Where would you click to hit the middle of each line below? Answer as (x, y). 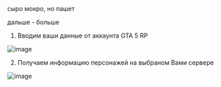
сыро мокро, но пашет (41, 9)
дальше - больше (33, 22)
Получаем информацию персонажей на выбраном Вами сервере (116, 63)
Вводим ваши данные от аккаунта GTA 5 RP (83, 35)
